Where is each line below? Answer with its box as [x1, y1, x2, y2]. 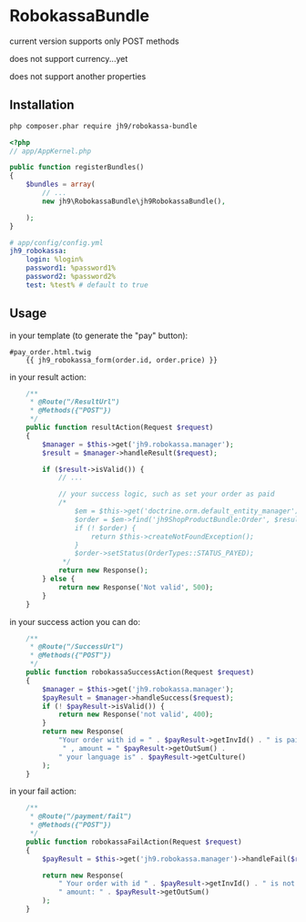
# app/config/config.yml [9, 238, 104, 247]
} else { [42, 575, 76, 584]
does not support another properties [9, 70, 147, 82]
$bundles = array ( [25, 179, 96, 190]
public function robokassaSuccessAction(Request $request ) [25, 668, 255, 677]
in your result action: [9, 371, 87, 383]
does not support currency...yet [9, 53, 128, 64]
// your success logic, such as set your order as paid [57, 489, 275, 499]
